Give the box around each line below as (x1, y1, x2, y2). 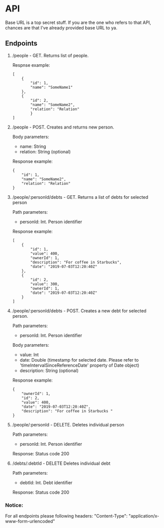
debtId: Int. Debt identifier (19, 479, 73, 486)
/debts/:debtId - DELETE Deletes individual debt (12, 460, 111, 466)
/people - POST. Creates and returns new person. (12, 124, 114, 130)
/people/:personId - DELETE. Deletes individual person (12, 421, 124, 427)
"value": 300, (30, 281, 60, 286)
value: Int (19, 352, 39, 358)
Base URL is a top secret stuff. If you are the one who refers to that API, (5, 19, 152, 25)
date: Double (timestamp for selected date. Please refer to (19, 357, 139, 363)
